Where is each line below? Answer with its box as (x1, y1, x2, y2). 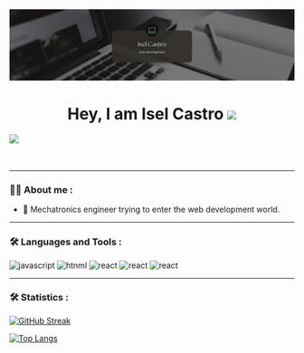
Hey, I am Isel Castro (67, 104, 224, 125)
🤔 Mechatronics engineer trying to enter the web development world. (22, 204, 280, 215)
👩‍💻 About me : (9, 183, 73, 196)
